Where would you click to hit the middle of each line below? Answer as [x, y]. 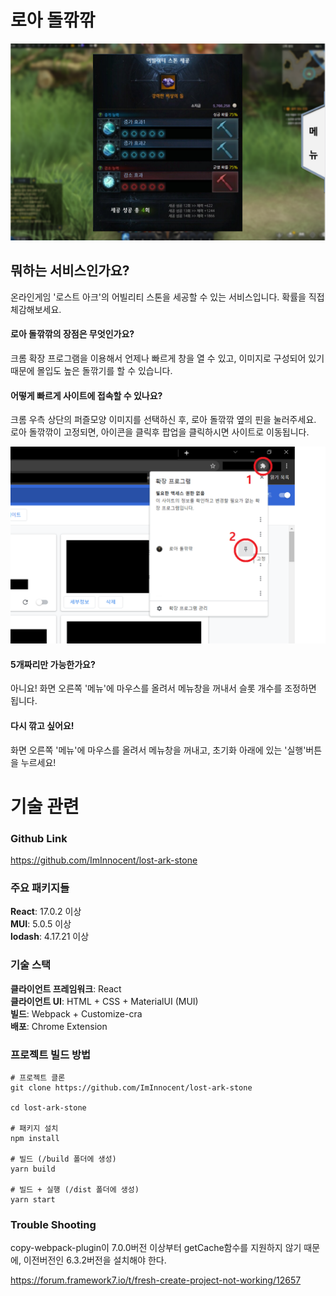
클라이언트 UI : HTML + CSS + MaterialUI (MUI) [104, 1001]
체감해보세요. [36, 309]
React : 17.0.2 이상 [46, 912]
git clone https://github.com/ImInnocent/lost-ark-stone [131, 1087]
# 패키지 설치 [34, 1128]
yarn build [33, 1169]
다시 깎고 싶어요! [42, 725]
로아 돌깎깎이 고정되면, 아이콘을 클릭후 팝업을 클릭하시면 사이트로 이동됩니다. [160, 432]
